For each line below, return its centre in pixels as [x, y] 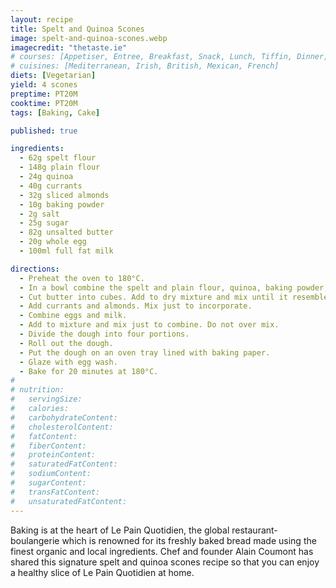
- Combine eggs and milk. [73, 316]
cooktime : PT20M [44, 103]
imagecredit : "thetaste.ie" [69, 47]
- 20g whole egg [53, 242]
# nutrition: [37, 390]
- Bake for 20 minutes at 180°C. [89, 371]
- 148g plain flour [60, 167]
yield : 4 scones [44, 85]
